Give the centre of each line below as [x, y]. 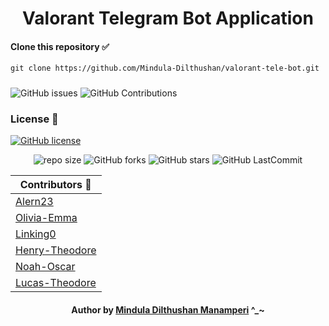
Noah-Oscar [45, 267]
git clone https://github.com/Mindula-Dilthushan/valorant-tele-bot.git [165, 68]
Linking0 [36, 234]
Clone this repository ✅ [60, 46]
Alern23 [34, 202]
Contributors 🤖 [55, 185]
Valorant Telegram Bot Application [168, 18]
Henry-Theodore [56, 250]
